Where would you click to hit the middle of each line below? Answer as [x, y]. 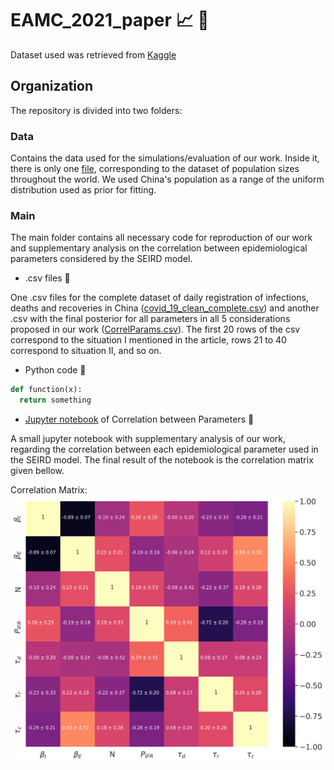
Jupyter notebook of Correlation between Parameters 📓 [139, 419]
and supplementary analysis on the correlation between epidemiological [159, 248]
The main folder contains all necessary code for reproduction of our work [161, 238]
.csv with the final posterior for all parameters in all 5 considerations [150, 319]
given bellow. [37, 471]
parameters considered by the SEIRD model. [101, 259]
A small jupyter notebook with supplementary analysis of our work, [148, 439]
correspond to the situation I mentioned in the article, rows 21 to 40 [148, 340]
